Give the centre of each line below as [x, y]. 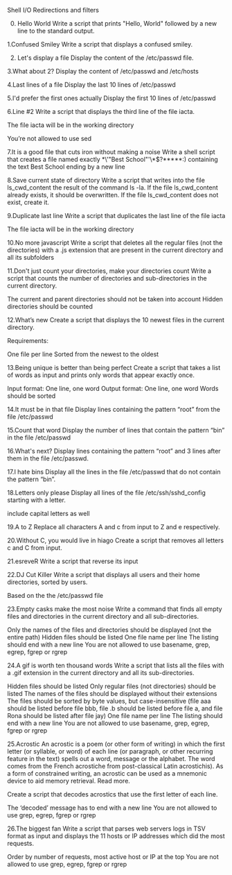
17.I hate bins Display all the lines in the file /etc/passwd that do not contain [114, 472]
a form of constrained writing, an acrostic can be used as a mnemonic [107, 773]
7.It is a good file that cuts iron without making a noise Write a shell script [111, 152]
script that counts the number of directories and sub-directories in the [107, 278]
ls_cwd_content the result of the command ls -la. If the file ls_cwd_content [113, 187]
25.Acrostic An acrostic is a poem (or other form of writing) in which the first [116, 744]
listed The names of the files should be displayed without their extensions [112, 693]
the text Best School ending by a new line [66, 167]
